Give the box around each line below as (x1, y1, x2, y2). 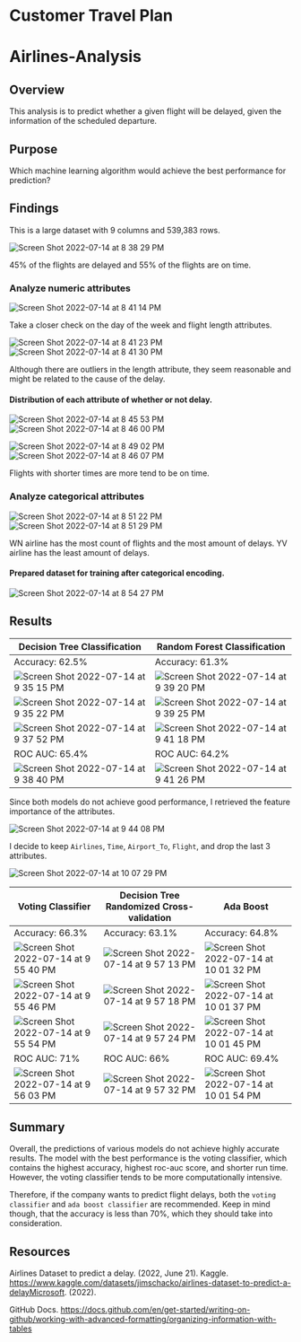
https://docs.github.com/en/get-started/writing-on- (60, 1304, 251, 1315)
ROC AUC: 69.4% (204, 1052, 279, 1065)
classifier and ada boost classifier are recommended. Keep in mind (9, 1199, 271, 1210)
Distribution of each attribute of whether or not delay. (9, 394, 213, 405)
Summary (9, 1119, 65, 1136)
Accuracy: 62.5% (13, 655, 88, 668)
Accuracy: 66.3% (13, 926, 88, 939)
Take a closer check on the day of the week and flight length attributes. (9, 320, 272, 330)
